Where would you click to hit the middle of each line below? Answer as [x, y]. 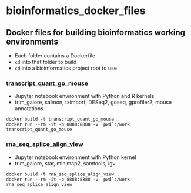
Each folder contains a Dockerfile [55, 56]
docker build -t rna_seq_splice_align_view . [63, 174]
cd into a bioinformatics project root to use [66, 68]
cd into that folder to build [46, 62]
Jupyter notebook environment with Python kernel [75, 157]
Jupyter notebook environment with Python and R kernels [84, 96]
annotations [29, 109]
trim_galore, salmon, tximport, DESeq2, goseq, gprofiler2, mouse [93, 102]
